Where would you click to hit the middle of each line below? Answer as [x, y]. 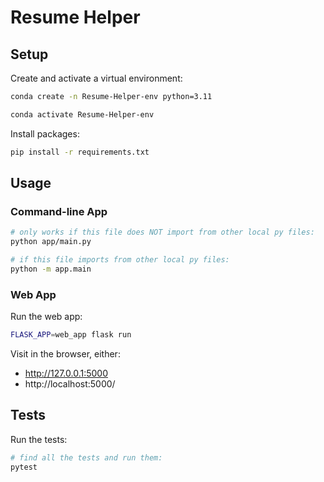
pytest [24, 467]
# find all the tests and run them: [86, 457]
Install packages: [45, 133]
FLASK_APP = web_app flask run [71, 335]
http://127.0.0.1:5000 [66, 373]
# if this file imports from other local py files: [120, 260]
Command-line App [59, 211]
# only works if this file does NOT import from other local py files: [162, 232]
